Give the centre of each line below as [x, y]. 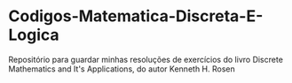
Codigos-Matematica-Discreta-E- [136, 16]
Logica [34, 35]
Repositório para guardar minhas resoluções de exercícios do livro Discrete [146, 59]
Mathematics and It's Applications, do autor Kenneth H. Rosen [122, 69]
